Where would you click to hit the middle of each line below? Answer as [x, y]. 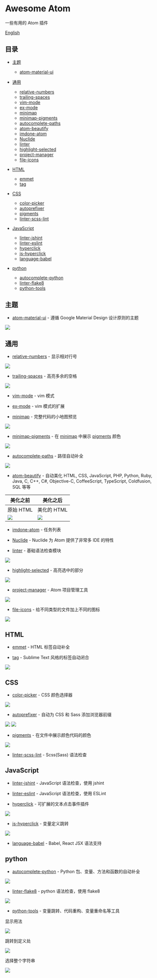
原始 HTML [20, 510]
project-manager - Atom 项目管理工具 [50, 590]
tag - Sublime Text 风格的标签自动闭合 [51, 658]
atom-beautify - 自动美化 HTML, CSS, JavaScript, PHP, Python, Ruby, [82, 476]
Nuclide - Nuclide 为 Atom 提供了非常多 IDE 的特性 [63, 540]
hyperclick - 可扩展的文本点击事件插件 [51, 804]
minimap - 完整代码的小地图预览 [45, 417]
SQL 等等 [21, 487]
